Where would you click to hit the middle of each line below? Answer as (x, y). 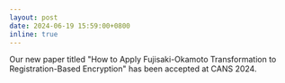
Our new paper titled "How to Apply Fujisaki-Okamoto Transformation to (143, 60)
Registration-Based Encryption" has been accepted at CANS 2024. (133, 69)
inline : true (34, 34)
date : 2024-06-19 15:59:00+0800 (70, 26)
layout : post (34, 17)
